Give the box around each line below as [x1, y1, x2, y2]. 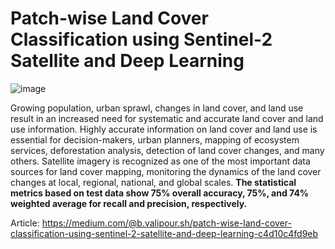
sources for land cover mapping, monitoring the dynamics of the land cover [10, 165, 322, 177]
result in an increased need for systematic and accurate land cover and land [10, 112, 324, 124]
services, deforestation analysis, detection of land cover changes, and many [10, 144, 325, 156]
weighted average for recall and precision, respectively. [10, 197, 248, 209]
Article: [10, 217, 40, 229]
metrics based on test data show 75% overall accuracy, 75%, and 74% [10, 187, 310, 199]
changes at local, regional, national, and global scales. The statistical [10, 176, 297, 188]
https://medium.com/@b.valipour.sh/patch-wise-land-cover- [41, 217, 292, 229]
